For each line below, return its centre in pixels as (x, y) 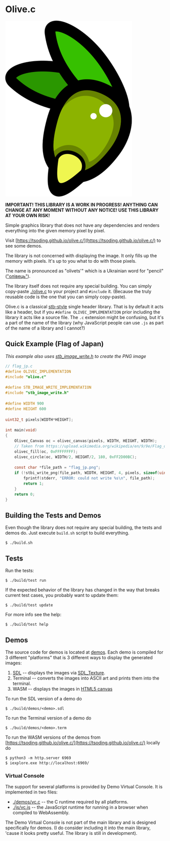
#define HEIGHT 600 (26, 409)
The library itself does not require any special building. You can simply (78, 286)
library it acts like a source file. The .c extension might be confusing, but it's (84, 317)
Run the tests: (20, 571)
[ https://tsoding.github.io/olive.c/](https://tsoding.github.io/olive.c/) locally (83, 742)
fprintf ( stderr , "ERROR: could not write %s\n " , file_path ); (89, 478)
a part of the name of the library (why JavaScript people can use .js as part (84, 323)
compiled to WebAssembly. (41, 813)
